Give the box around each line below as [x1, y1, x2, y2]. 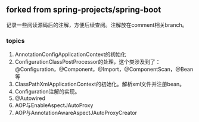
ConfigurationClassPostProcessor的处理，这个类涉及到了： [14, 58, 161, 65]
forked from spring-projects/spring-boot [6, 5, 161, 15]
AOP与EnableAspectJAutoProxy [14, 102, 94, 109]
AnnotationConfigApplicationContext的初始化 [14, 51, 126, 58]
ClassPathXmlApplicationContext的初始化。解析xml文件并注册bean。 [14, 80, 185, 88]
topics [6, 36, 25, 45]
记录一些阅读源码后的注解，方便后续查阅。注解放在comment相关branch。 [6, 21, 188, 29]
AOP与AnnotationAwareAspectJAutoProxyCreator [14, 110, 138, 117]
